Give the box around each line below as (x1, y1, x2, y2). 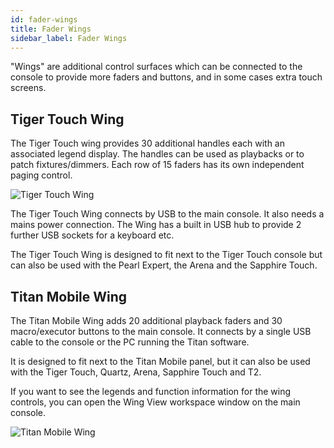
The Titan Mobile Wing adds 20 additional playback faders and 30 (10, 315, 283, 326)
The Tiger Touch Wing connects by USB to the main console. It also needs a (10, 208, 325, 220)
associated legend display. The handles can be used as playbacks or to (10, 148, 305, 160)
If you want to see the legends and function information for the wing (10, 386, 292, 397)
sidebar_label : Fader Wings (10, 33, 128, 43)
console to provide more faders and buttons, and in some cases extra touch (10, 71, 323, 83)
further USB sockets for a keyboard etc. (10, 229, 175, 241)
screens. (10, 82, 47, 94)
